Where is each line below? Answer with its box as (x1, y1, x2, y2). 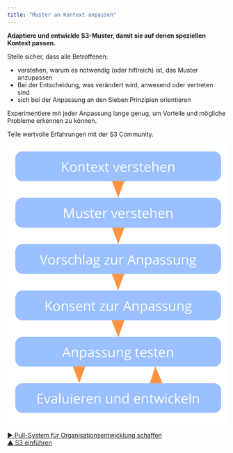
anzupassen (17, 73, 53, 82)
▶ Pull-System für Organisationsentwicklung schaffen (7, 431, 162, 440)
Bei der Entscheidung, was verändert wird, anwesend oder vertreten (17, 80, 214, 89)
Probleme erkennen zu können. (7, 116, 97, 125)
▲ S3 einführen (7, 438, 52, 447)
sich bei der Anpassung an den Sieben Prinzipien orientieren (17, 95, 191, 104)
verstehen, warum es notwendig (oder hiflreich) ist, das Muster (17, 66, 198, 74)
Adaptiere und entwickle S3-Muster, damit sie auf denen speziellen (7, 31, 207, 40)
